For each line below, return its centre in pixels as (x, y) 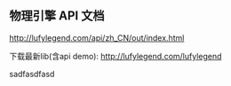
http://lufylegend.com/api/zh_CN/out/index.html (97, 37)
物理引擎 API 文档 (57, 16)
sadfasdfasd (32, 74)
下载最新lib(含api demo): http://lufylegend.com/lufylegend (115, 56)
